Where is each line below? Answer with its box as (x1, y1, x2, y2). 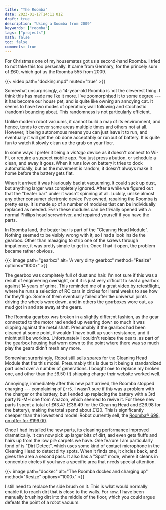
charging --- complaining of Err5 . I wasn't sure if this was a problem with (5, 386, 155, 392)
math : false (5, 35, 30, 40)
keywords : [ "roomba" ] (5, 26, 50, 31)
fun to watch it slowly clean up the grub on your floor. (5, 140, 114, 146)
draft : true (5, 16, 30, 21)
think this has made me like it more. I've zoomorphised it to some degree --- (5, 93, 161, 99)
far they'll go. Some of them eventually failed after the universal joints (5, 293, 147, 299)
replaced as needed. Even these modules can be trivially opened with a (5, 206, 151, 212)
